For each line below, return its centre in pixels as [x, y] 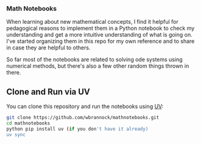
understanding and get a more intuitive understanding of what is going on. [100, 35]
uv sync [16, 135]
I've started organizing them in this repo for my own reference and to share [100, 41]
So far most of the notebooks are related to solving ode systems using [94, 60]
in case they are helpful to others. [48, 48]
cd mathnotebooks [28, 123]
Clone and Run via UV [48, 92]
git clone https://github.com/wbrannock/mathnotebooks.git [83, 118]
